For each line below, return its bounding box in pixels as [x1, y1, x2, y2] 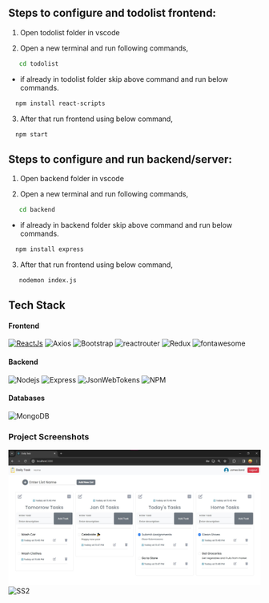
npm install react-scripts [15, 99, 106, 107]
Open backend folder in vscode [19, 174, 124, 184]
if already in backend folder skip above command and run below [19, 221, 233, 230]
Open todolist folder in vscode [19, 27, 120, 37]
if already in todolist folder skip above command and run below [19, 74, 228, 83]
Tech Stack [8, 298, 66, 312]
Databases [8, 393, 46, 403]
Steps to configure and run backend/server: [8, 152, 232, 166]
